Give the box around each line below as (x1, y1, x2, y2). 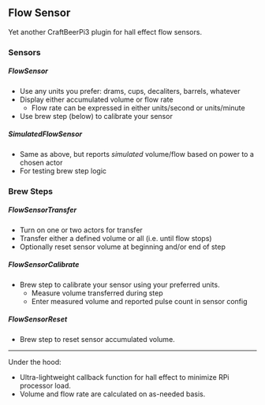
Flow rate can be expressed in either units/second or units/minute (31, 102, 246, 113)
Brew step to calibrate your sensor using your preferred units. (19, 280, 220, 289)
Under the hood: (8, 357, 62, 366)
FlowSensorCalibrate (8, 260, 80, 269)
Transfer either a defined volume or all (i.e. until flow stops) (19, 233, 212, 243)
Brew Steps (8, 185, 54, 196)
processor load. (19, 381, 71, 390)
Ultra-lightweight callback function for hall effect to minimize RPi (19, 372, 230, 381)
